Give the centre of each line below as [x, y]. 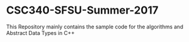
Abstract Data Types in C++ [40, 33]
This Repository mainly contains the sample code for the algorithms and [95, 27]
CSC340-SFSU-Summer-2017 [82, 10]
